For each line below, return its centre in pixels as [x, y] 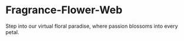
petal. [12, 32]
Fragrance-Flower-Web [64, 10]
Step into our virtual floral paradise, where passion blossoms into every [92, 26]
